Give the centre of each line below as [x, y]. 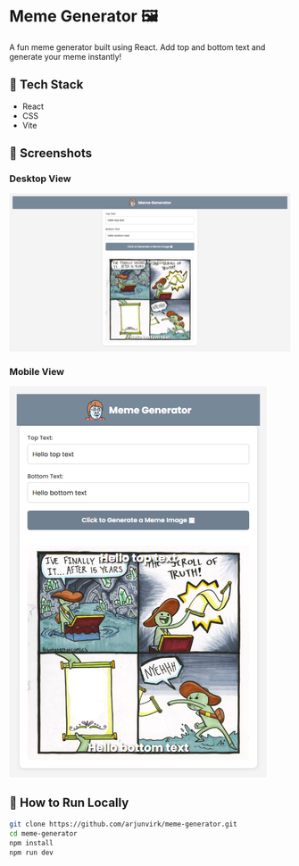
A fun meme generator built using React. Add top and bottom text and [137, 47]
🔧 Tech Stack [46, 85]
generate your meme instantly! [66, 56]
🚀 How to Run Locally [69, 802]
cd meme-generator [43, 833]
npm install [31, 843]
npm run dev [31, 853]
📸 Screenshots [51, 153]
